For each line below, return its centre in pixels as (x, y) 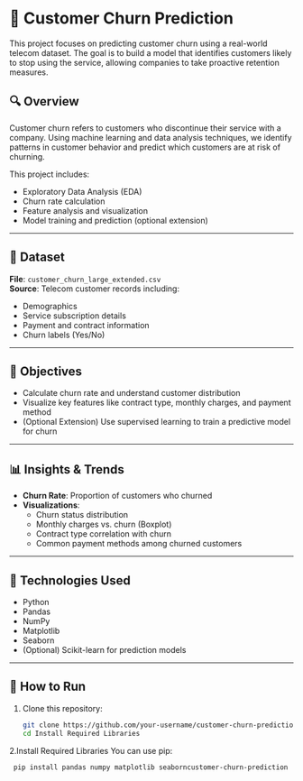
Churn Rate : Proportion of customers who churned (117, 496)
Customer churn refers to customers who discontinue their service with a (145, 128)
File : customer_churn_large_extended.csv (85, 279)
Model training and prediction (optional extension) (115, 220)
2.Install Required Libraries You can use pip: (91, 750)
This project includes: (50, 174)
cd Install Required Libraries (81, 733)
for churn (40, 431)
